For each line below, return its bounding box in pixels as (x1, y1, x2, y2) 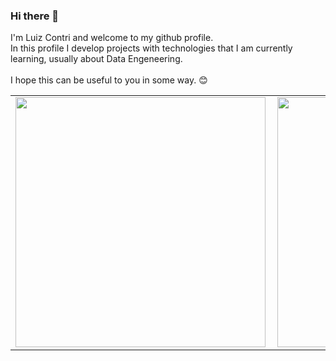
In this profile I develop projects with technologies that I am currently (10, 42, 293, 54)
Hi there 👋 (10, 9, 60, 23)
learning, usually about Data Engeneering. (10, 53, 183, 65)
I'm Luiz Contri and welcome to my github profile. (10, 32, 214, 44)
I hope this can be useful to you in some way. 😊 (10, 74, 208, 86)
